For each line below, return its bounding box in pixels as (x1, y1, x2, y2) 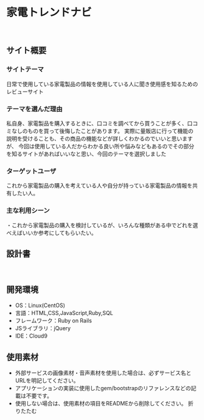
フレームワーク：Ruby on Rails (15, 317, 93, 324)
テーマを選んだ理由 (6, 104, 63, 113)
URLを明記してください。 (15, 377, 79, 384)
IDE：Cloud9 (15, 332, 47, 339)
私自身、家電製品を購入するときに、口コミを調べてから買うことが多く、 (6, 120, 188, 127)
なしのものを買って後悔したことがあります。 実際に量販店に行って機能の (11, 127, 194, 134)
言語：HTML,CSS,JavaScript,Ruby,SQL (15, 310, 114, 317)
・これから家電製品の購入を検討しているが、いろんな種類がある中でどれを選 (6, 221, 199, 229)
